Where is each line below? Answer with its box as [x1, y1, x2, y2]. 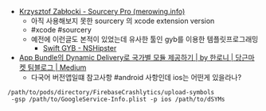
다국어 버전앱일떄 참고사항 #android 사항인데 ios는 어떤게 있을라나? [30, 73, 242, 82]
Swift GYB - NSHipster [42, 44, 117, 52]
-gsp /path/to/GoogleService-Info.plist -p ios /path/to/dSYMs [10, 95, 225, 103]
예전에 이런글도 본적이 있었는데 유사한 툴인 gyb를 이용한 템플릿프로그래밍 [30, 35, 259, 44]
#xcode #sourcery [30, 25, 92, 34]
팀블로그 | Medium [27, 63, 87, 72]
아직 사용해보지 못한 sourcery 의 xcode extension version [30, 16, 215, 25]
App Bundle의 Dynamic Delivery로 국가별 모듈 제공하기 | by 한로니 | [18, 53, 234, 62]
